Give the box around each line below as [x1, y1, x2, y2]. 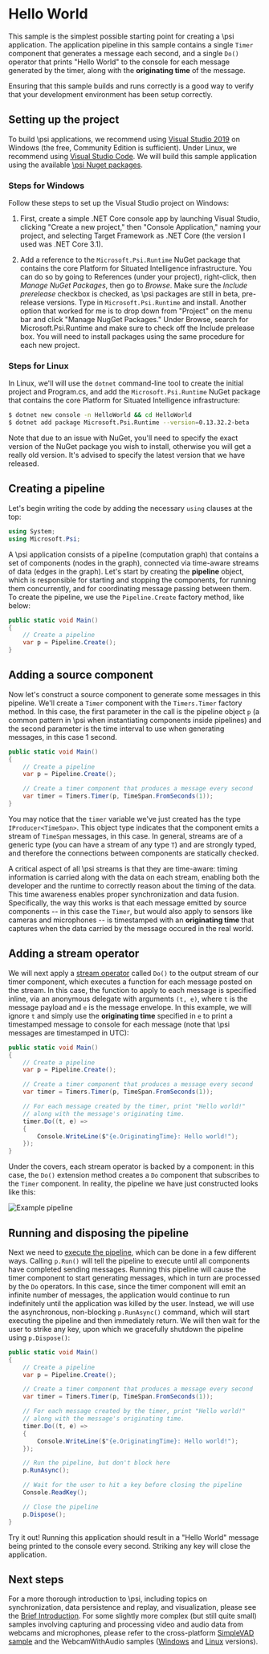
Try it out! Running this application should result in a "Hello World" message [8, 1532, 259, 1542]
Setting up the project [8, 113, 120, 127]
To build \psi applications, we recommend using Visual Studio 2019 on [8, 134, 241, 144]
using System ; [8, 527, 56, 535]
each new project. [19, 341, 80, 350]
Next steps [8, 1572, 64, 1587]
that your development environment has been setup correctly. [8, 89, 213, 99]
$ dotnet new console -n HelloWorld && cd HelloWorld [8, 411, 193, 419]
